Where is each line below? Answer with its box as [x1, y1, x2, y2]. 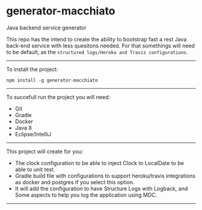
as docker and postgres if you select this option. [14, 178, 135, 185]
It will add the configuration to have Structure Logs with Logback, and [14, 185, 188, 192]
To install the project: [6, 65, 58, 73]
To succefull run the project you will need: [6, 93, 111, 100]
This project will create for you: [6, 148, 84, 155]
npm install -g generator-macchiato [6, 77, 98, 83]
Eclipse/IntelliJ [14, 130, 51, 137]
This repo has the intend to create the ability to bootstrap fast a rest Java [6, 35, 187, 43]
